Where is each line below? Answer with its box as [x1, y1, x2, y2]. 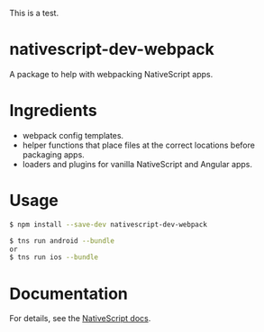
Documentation [9, 283, 129, 304]
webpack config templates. [22, 130, 124, 140]
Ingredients [9, 101, 97, 121]
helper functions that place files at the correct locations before [22, 139, 255, 150]
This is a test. [9, 8, 59, 18]
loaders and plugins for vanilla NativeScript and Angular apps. [22, 158, 252, 169]
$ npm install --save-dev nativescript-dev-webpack [9, 220, 207, 229]
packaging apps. [22, 148, 86, 160]
